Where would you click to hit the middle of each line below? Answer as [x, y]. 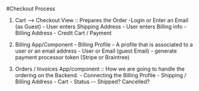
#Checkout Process [31, 9]
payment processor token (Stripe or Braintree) [72, 57]
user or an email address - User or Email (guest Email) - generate [96, 51]
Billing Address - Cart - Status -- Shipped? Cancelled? [82, 81]
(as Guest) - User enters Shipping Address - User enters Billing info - [101, 27]
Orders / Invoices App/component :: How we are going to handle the [100, 69]
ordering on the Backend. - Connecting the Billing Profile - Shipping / [101, 75]
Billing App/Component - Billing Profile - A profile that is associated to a [104, 45]
